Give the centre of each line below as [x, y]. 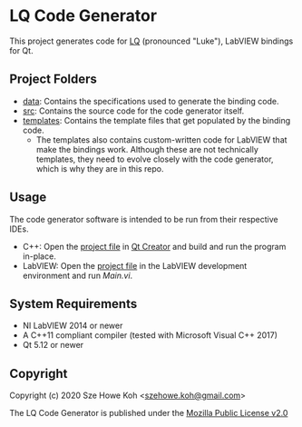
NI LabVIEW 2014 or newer [73, 326]
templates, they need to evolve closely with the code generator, [155, 159]
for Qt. [21, 50]
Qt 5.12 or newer [53, 345]
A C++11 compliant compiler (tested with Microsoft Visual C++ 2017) [150, 335]
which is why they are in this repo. [100, 168]
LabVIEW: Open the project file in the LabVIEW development [135, 265]
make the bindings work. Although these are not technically [147, 149]
